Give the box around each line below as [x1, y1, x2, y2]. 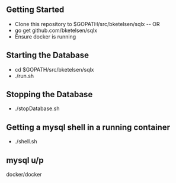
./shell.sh [14, 138, 37, 145]
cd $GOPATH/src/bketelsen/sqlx [14, 66, 94, 73]
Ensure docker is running [14, 33, 76, 40]
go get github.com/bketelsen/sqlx [14, 27, 98, 34]
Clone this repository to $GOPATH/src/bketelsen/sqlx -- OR [14, 20, 160, 27]
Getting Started [6, 5, 65, 15]
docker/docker [6, 171, 43, 178]
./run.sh [14, 72, 34, 79]
